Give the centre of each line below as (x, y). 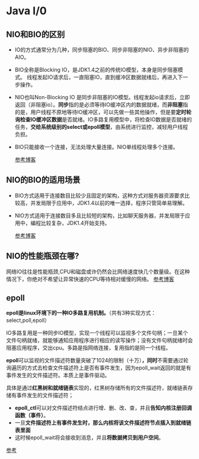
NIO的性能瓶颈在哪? (43, 256)
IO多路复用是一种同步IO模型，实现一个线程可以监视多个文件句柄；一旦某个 (97, 333)
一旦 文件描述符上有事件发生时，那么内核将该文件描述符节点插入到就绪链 (103, 423)
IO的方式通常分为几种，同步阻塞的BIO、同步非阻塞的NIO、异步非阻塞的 (102, 50)
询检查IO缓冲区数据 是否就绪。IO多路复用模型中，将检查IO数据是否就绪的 (103, 119)
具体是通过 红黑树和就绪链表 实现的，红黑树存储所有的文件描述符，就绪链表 (97, 388)
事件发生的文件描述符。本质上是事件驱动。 (58, 375)
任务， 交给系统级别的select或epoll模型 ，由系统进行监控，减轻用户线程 (101, 127)
